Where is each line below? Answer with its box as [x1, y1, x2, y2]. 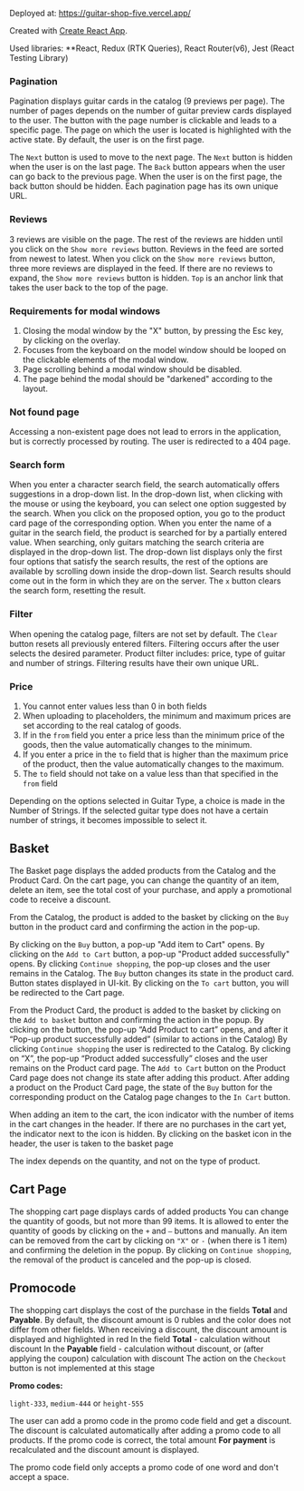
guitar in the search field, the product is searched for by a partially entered [9, 527, 288, 538]
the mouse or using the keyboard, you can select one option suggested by [9, 498, 287, 509]
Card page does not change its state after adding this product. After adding [9, 1072, 290, 1083]
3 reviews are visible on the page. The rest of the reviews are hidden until [9, 233, 283, 244]
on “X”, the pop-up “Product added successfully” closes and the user [9, 1053, 269, 1064]
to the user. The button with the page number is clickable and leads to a [9, 115, 278, 126]
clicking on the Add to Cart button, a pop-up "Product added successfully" [9, 948, 290, 959]
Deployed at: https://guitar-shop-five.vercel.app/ [9, 8, 192, 18]
